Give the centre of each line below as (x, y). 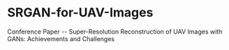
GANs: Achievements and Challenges (61, 38)
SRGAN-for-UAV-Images (80, 13)
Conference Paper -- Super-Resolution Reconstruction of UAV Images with (115, 32)
